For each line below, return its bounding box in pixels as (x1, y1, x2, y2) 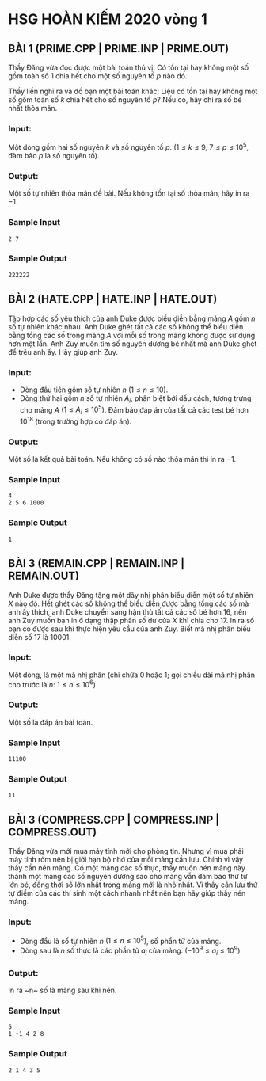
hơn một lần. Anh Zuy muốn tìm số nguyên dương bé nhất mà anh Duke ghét (8, 339, 257, 348)
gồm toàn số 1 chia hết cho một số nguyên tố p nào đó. (8, 71, 188, 81)
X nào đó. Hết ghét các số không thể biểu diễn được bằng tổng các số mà (8, 599, 249, 608)
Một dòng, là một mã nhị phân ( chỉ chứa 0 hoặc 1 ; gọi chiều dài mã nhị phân (8, 670, 256, 679)
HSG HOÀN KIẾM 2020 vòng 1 (8, 10, 207, 29)
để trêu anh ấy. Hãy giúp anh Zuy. (8, 347, 119, 356)
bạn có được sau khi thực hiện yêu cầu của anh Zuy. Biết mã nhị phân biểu (8, 624, 251, 634)
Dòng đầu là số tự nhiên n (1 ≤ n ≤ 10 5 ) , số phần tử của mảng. (19, 934, 222, 946)
